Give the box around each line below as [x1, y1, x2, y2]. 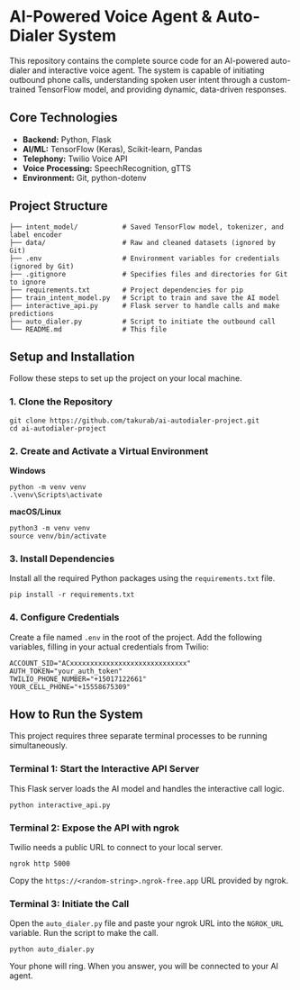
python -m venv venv [9, 482, 87, 492]
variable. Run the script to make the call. [9, 928, 159, 939]
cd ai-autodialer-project [9, 423, 106, 433]
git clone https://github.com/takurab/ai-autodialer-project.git [9, 416, 259, 425]
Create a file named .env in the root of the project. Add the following [9, 631, 263, 642]
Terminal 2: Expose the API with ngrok [9, 822, 180, 834]
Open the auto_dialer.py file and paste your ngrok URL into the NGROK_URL [9, 918, 284, 929]
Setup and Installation [9, 349, 135, 364]
